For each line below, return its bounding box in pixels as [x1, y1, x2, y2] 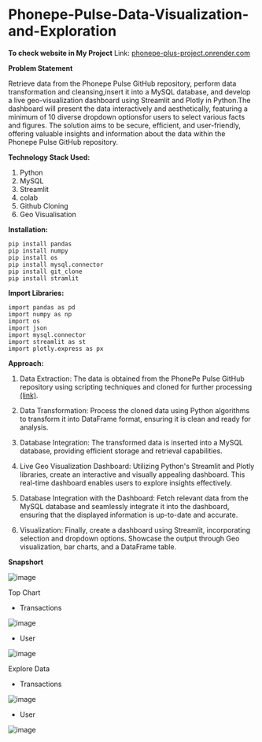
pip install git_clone [8, 268, 83, 275]
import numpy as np [8, 310, 72, 318]
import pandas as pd [8, 303, 76, 312]
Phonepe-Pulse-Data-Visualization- [8, 6, 249, 24]
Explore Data [8, 663, 50, 674]
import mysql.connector [8, 330, 87, 339]
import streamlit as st [8, 338, 87, 345]
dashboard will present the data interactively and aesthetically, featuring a [8, 104, 248, 113]
